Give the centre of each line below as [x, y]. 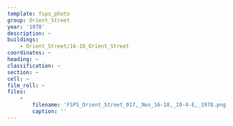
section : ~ [23, 72]
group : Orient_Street [39, 20]
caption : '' [50, 111]
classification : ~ [34, 66]
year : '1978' [26, 27]
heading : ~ [23, 59]
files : [17, 92]
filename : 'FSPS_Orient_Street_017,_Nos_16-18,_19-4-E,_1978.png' [131, 105]
